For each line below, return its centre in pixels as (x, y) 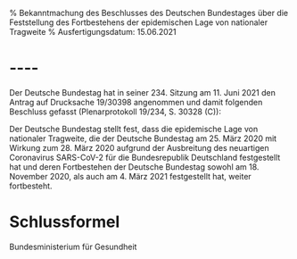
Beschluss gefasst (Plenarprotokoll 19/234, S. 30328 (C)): (115, 112)
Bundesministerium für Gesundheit (73, 246)
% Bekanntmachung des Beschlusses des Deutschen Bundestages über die (148, 13)
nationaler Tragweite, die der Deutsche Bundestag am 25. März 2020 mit (143, 138)
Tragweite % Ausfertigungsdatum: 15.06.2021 (93, 32)
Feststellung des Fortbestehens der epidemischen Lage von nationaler (139, 22)
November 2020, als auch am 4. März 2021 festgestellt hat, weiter (130, 176)
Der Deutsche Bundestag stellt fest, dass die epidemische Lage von (134, 129)
